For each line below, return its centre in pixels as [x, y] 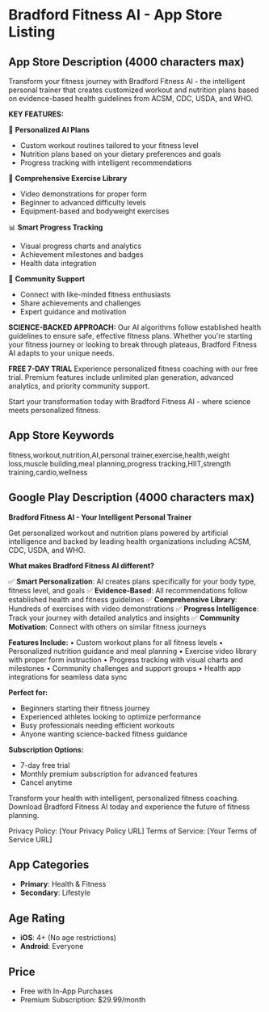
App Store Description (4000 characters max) [126, 62]
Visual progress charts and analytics [81, 246]
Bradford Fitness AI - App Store [116, 15]
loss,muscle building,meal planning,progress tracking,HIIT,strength [120, 463]
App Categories [49, 865]
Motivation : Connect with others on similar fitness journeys [107, 626]
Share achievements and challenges [80, 303]
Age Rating [37, 918]
